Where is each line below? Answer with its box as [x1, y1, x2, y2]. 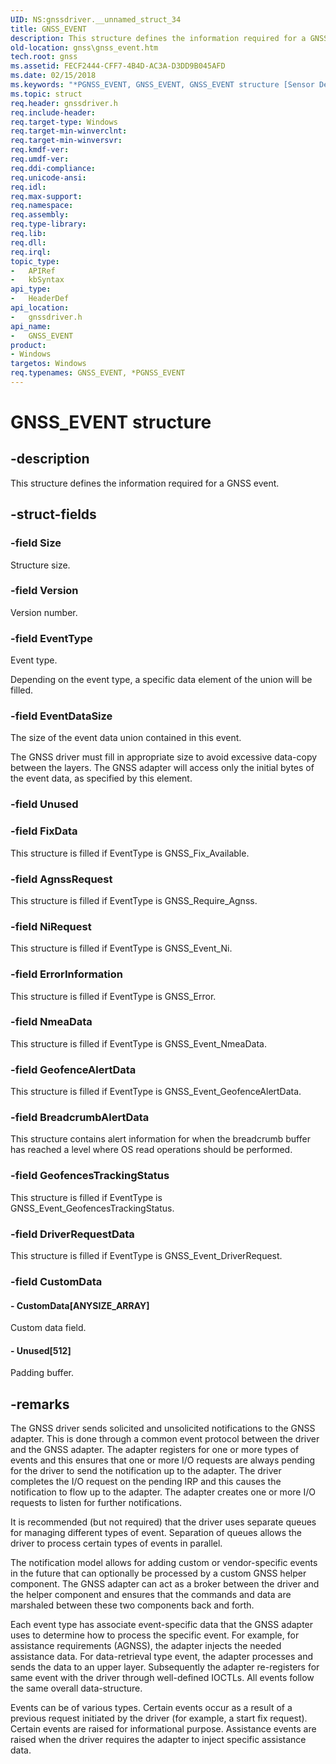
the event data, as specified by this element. [10, 772, 193, 785]
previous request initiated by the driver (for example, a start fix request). [10, 1712, 308, 1725]
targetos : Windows [10, 359, 87, 369]
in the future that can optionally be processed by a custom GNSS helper [10, 1567, 307, 1580]
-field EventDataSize [10, 709, 113, 723]
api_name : [10, 321, 52, 331]
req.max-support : [10, 191, 83, 201]
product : [10, 340, 47, 350]
